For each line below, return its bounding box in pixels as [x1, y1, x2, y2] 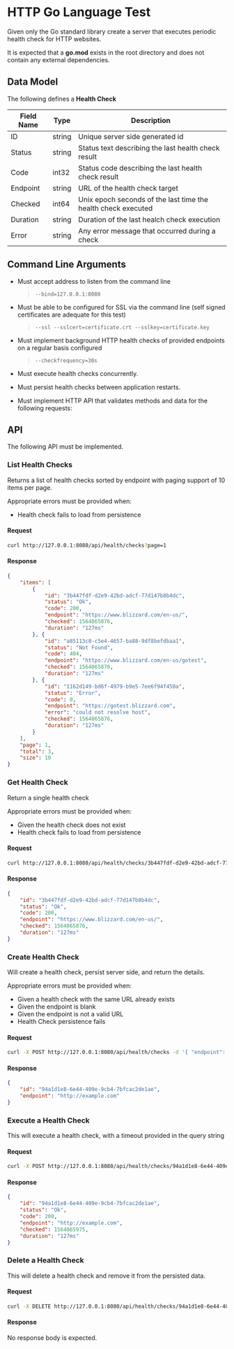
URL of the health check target [78, 183, 179, 193]
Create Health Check [7, 952, 79, 962]
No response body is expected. [7, 1334, 97, 1342]
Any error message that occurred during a [78, 226, 216, 236]
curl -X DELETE [7, 1303, 52, 1310]
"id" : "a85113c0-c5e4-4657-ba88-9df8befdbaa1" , [44, 637, 186, 644]
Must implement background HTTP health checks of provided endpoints [17, 336, 225, 345]
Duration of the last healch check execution [78, 215, 221, 224]
